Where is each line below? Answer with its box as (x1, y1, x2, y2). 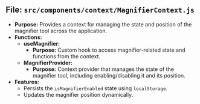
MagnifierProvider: (23, 59, 73, 66)
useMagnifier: (23, 40, 60, 47)
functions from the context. (32, 52, 101, 60)
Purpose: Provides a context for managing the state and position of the (14, 20, 192, 28)
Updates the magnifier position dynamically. (23, 91, 134, 98)
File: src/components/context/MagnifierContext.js (5, 5, 195, 15)
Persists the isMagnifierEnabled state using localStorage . (23, 84, 167, 92)
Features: (14, 78, 40, 85)
